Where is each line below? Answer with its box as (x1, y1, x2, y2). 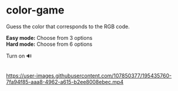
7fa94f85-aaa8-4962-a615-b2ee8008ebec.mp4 (6, 78, 124, 85)
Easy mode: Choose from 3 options (6, 34, 93, 41)
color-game (6, 4, 65, 17)
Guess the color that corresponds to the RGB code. (6, 23, 130, 30)
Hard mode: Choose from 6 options (6, 41, 93, 48)
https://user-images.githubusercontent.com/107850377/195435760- (6, 72, 172, 79)
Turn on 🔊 (6, 52, 32, 59)
